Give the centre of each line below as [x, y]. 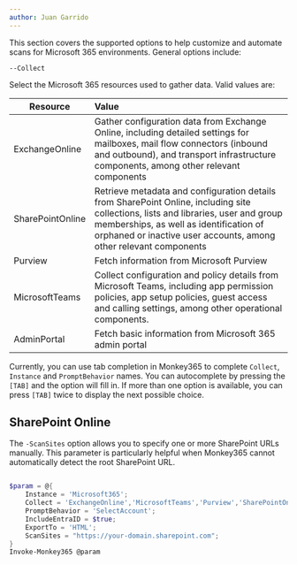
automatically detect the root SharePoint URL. [92, 462]
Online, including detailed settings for [171, 132]
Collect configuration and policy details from [187, 275]
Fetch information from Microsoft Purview [181, 260]
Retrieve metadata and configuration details [185, 191]
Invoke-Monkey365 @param [55, 552]
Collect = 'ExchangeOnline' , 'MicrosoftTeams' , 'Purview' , [132, 503]
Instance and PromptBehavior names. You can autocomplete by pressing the [147, 376]
